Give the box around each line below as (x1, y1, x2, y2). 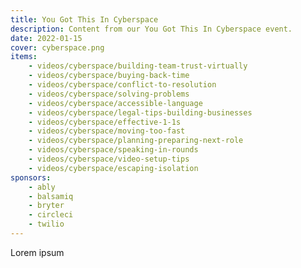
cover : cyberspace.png (10, 42, 105, 53)
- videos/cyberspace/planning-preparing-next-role (28, 136, 244, 146)
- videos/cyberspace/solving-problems (28, 89, 190, 99)
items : (10, 52, 38, 62)
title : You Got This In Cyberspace (10, 14, 159, 25)
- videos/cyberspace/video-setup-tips (28, 154, 190, 164)
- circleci (28, 210, 74, 220)
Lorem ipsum (10, 246, 65, 258)
